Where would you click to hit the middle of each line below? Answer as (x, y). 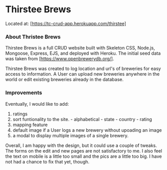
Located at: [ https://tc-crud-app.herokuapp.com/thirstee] (66, 23)
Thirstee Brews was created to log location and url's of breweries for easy (83, 69)
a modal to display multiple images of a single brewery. (70, 135)
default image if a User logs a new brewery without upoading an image (87, 130)
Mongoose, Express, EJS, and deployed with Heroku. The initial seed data (83, 53)
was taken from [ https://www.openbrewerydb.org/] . (60, 59)
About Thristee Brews (33, 37)
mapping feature (30, 125)
